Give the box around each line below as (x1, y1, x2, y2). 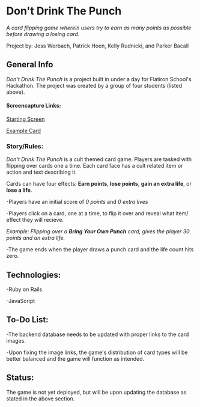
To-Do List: (6, 314, 49, 325)
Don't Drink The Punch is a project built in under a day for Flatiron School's (6, 75, 192, 82)
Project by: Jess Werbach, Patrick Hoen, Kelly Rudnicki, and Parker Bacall (6, 42, 189, 49)
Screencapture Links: (6, 102, 61, 109)
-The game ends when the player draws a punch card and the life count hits (6, 246, 194, 253)
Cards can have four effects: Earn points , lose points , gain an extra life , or (6, 180, 192, 188)
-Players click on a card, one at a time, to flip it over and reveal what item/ (6, 210, 189, 217)
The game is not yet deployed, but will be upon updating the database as (6, 388, 187, 396)
